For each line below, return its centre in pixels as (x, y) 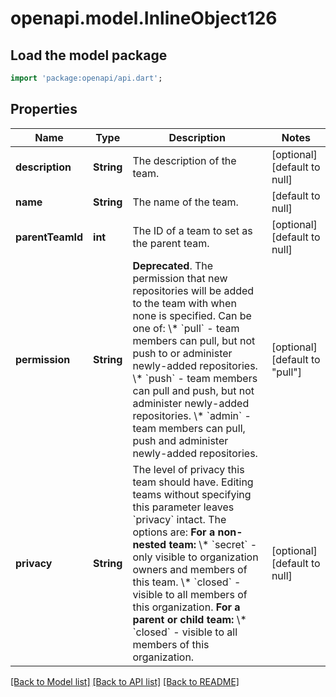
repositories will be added (193, 290)
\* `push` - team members (195, 378)
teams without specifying (192, 494)
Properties (44, 109)
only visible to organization (195, 557)
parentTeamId (49, 237)
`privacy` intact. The (179, 519)
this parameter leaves (183, 507)
